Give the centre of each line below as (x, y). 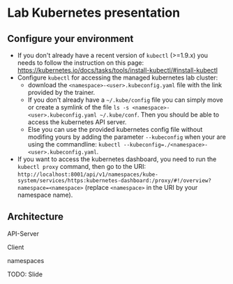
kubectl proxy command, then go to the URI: (82, 166)
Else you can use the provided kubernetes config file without (115, 129)
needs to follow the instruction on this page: (81, 63)
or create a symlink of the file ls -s (78, 107)
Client (16, 247)
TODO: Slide (25, 274)
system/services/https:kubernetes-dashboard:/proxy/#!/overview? (114, 181)
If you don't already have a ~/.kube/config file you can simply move (125, 100)
